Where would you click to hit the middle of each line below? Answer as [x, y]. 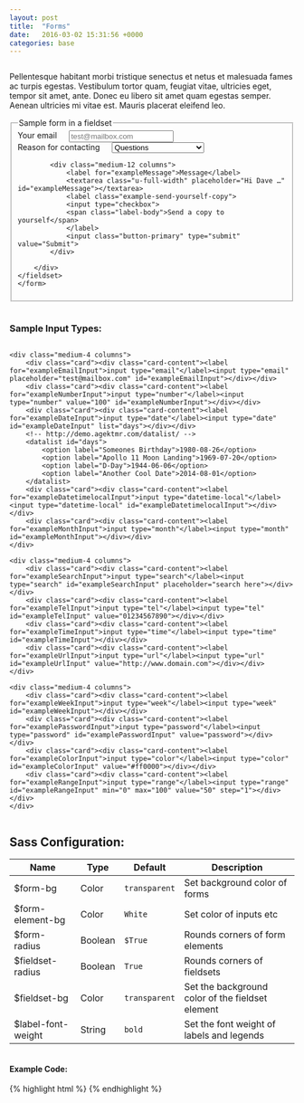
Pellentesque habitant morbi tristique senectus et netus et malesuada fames [151, 77]
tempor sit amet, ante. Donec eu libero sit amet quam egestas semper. [140, 96]
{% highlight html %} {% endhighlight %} [86, 1089]
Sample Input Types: [56, 328]
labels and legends [224, 1035]
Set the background [226, 987]
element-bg [40, 920]
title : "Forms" [40, 26]
